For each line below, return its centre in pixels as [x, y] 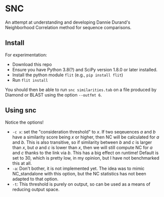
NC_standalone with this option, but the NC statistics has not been [79, 173]
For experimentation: [26, 55]
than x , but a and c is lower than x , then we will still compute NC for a [82, 147]
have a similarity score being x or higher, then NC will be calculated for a [86, 137]
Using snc [21, 111]
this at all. [22, 163]
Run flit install [30, 80]
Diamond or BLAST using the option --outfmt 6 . [54, 95]
